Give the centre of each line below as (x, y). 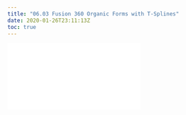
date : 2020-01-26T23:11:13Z (49, 20)
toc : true (22, 27)
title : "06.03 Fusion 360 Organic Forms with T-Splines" (93, 14)
